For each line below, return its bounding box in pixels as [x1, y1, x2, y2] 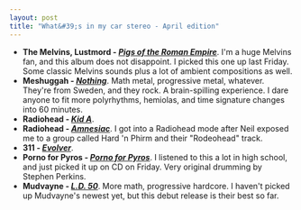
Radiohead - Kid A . [22, 114, 95, 124]
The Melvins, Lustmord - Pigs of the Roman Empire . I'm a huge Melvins [22, 46, 292, 57]
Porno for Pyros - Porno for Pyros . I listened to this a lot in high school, [22, 151, 288, 162]
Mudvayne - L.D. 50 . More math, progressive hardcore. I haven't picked [22, 180, 290, 191]
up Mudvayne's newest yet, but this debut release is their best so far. [22, 190, 279, 201]
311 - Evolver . [22, 142, 74, 153]
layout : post [9, 13, 59, 23]
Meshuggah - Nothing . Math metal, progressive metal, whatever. [22, 75, 265, 86]
